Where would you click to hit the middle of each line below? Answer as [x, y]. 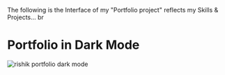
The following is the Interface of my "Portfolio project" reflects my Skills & [113, 10]
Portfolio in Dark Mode [73, 45]
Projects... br [25, 17]
